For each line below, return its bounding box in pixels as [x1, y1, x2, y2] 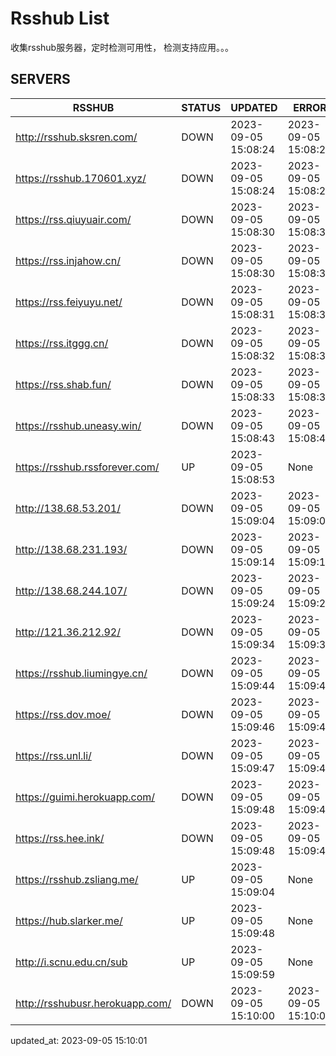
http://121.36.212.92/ [15, 625, 121, 639]
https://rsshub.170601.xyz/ [15, 171, 147, 185]
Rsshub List [10, 7, 110, 30]
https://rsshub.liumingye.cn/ [15, 666, 148, 680]
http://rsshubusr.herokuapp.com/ [15, 996, 172, 1010]
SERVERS [10, 71, 71, 88]
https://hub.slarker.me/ [15, 913, 123, 927]
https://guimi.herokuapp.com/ [15, 790, 156, 804]
